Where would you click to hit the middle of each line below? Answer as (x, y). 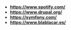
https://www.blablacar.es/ (38, 22)
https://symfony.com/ (33, 17)
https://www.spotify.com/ (37, 7)
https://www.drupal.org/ (36, 12)
